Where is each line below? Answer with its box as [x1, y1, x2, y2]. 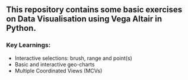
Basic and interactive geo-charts [14, 60, 95, 68]
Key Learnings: [6, 41, 51, 49]
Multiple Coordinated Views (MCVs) [14, 67, 103, 74]
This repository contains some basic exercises [6, 5, 183, 15]
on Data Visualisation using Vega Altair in [6, 14, 162, 24]
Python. [6, 23, 37, 33]
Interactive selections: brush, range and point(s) [14, 55, 132, 62]
